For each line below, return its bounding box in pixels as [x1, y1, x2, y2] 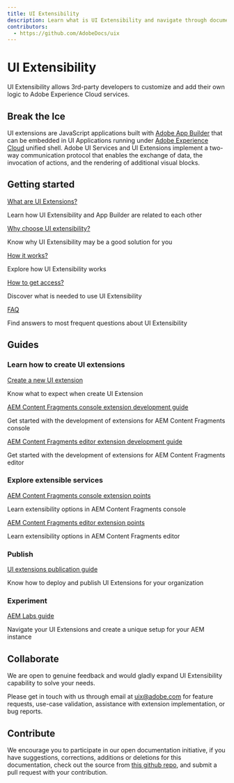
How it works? [7, 251, 49, 259]
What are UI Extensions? [7, 197, 78, 206]
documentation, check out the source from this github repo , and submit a [7, 761, 217, 769]
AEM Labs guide [7, 611, 54, 621]
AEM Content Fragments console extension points [7, 491, 151, 499]
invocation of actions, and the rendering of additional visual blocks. [7, 158, 201, 167]
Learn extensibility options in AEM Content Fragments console [7, 505, 187, 513]
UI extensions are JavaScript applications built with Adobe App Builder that [7, 129, 223, 137]
